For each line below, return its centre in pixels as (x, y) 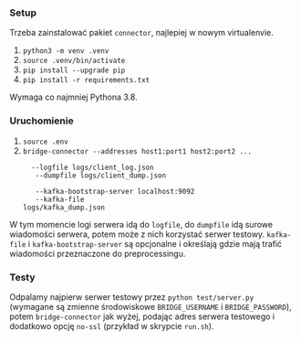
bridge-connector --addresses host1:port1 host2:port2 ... (137, 151)
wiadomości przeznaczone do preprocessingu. (98, 253)
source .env (45, 142)
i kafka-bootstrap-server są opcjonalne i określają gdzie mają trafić (155, 243)
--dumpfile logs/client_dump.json (101, 176)
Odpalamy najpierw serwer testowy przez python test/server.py (132, 297)
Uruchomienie (42, 121)
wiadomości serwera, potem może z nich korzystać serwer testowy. (137, 234)
